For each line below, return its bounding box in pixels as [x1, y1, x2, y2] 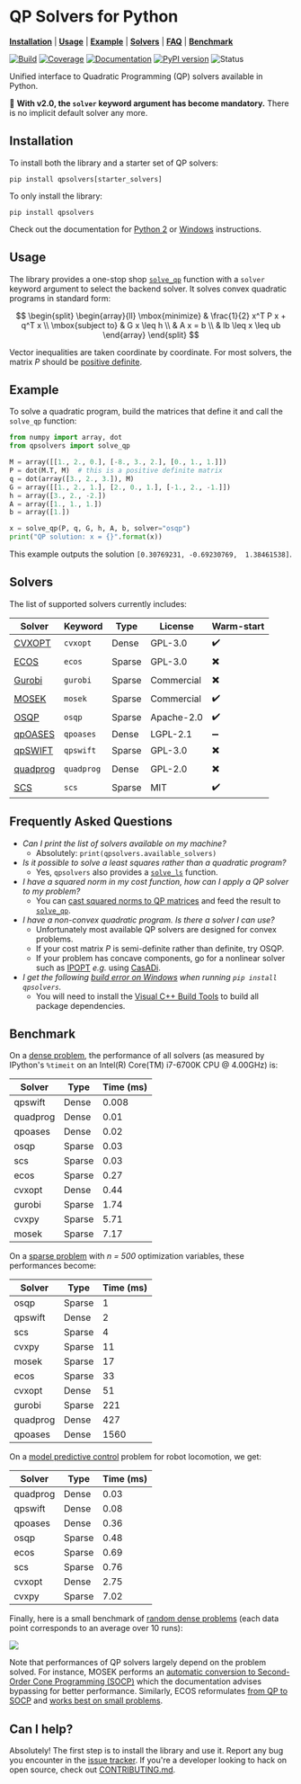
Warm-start [211, 620, 265, 632]
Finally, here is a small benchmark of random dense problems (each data [9, 1613, 279, 1624]
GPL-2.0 [150, 763, 188, 775]
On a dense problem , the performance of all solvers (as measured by [9, 1050, 265, 1061]
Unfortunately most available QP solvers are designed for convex [35, 923, 277, 934]
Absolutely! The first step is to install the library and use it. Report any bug [9, 1745, 284, 1756]
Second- [257, 1666, 290, 1678]
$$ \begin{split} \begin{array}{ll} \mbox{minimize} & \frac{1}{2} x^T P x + [15, 310, 287, 321]
